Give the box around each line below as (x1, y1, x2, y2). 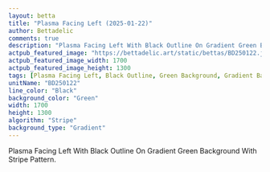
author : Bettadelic (8, 27, 74, 35)
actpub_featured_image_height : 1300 (8, 64, 131, 72)
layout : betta (8, 11, 56, 20)
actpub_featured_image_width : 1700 (8, 57, 128, 65)
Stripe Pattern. (8, 154, 56, 164)
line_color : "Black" (8, 86, 78, 95)
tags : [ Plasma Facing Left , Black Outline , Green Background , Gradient (8, 72, 253, 80)
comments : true (8, 34, 59, 43)
